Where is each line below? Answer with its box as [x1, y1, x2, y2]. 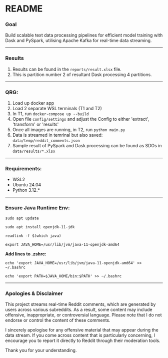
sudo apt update [5, 216, 39, 221]
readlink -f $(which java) [5, 233, 61, 238]
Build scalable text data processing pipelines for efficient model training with [5, 32, 163, 38]
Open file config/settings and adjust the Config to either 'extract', [12, 116, 149, 122]
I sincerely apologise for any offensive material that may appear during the [5, 326, 158, 333]
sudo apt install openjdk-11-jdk [5, 224, 75, 229]
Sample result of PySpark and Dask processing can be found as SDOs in [12, 143, 162, 149]
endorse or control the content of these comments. [5, 317, 111, 323]
